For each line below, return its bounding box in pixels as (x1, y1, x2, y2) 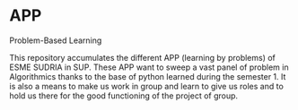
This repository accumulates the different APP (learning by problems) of (9, 52, 276, 63)
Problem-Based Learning (9, 35, 102, 46)
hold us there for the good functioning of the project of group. (9, 90, 239, 101)
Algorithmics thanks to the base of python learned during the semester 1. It (9, 71, 286, 81)
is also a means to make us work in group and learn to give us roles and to (9, 80, 285, 91)
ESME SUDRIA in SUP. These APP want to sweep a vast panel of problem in (9, 62, 289, 72)
